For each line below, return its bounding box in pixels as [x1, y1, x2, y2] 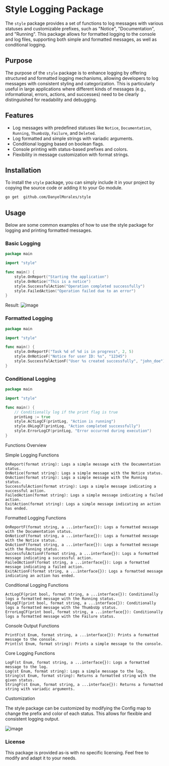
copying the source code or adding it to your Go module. [5, 185, 123, 191]
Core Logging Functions [5, 650, 55, 656]
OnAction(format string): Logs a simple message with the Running [5, 475, 147, 480]
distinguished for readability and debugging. [5, 96, 97, 103]
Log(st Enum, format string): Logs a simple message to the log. [5, 669, 145, 674]
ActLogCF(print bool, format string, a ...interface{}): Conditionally [5, 592, 158, 597]
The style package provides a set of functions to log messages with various [5, 20, 163, 26]
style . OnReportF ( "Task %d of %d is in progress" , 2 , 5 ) [14, 349, 134, 354]
